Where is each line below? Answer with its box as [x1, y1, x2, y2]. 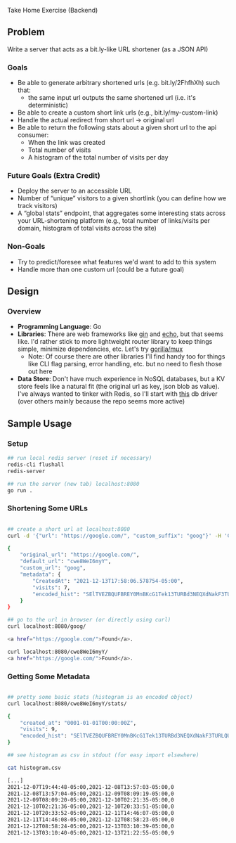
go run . [7, 487, 33, 494]
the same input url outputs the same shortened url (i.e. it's [27, 94, 197, 102]
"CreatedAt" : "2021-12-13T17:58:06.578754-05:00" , [32, 577, 184, 584]
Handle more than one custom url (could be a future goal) [17, 265, 185, 274]
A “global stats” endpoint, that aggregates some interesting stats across [17, 209, 226, 217]
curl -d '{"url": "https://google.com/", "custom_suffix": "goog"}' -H [7, 532, 221, 539]
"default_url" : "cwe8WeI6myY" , [20, 558, 112, 565]
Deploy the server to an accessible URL [17, 186, 132, 195]
